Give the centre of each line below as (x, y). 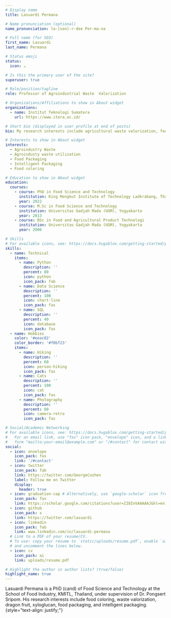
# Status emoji (21, 56)
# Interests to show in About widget (45, 140)
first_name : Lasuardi (28, 43)
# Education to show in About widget (45, 178)
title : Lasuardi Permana (32, 15)
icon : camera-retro (44, 414)
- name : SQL (31, 310)
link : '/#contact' (34, 461)
